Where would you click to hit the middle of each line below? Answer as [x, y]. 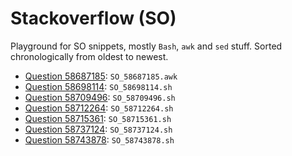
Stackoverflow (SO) [93, 18]
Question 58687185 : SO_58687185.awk [101, 76]
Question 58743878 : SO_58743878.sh [99, 139]
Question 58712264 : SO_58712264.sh [99, 108]
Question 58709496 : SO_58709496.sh [100, 97]
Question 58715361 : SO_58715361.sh [98, 118]
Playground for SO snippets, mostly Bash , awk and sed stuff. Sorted [146, 46]
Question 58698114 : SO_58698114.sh [98, 86]
